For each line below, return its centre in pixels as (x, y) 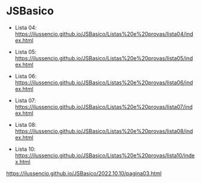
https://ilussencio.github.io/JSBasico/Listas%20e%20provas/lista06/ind (104, 83)
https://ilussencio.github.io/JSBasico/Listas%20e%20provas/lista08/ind (104, 131)
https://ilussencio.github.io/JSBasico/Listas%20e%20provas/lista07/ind (104, 106)
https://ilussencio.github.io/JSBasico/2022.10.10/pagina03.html (84, 173)
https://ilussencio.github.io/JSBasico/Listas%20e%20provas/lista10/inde (105, 155)
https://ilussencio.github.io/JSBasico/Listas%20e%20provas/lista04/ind (104, 33)
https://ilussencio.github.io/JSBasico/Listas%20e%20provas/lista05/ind (104, 58)
